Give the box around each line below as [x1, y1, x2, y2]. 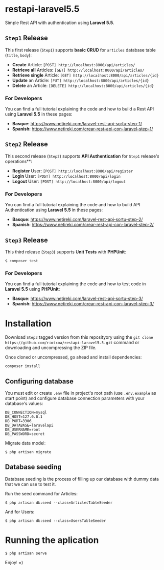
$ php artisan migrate [5, 450, 51, 455]
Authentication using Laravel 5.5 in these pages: [5, 207, 103, 213]
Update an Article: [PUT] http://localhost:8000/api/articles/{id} [12, 77, 149, 83]
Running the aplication [5, 535, 99, 546]
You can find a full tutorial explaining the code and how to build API [5, 202, 141, 208]
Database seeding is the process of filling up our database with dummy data [5, 476, 159, 482]
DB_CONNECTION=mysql [5, 410, 47, 415]
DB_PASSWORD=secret [5, 432, 45, 436]
